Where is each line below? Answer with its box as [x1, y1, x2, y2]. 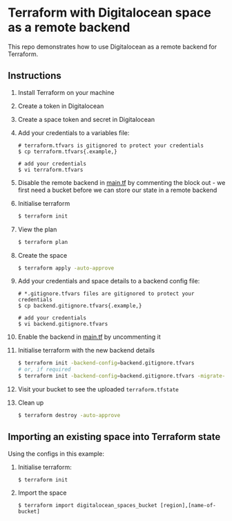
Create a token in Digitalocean [17, 102, 104, 110]
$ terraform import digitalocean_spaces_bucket [17, 502, 157, 509]
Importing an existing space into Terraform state [8, 431, 221, 443]
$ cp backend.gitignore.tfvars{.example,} [17, 303, 142, 310]
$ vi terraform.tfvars [17, 166, 84, 173]
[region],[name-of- [160, 502, 216, 509]
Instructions [8, 70, 61, 82]
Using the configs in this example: [8, 449, 105, 458]
